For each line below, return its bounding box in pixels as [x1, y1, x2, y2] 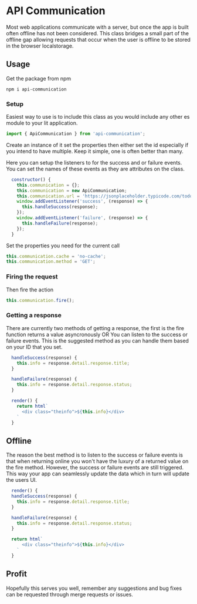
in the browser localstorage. [6, 42, 74, 49]
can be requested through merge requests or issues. [6, 590, 134, 598]
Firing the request [6, 273, 58, 281]
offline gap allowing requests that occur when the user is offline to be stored [6, 36, 191, 43]
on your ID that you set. [6, 343, 63, 350]
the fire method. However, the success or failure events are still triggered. [6, 464, 184, 471]
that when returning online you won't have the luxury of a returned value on [6, 458, 189, 465]
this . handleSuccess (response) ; [21, 204, 98, 210]
